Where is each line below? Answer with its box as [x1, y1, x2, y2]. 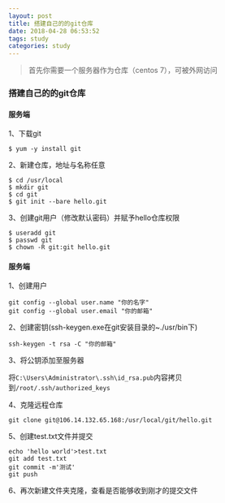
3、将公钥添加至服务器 [8, 355, 84, 365]
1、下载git [8, 129, 42, 139]
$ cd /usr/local [8, 176, 63, 185]
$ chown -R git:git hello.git [8, 243, 111, 251]
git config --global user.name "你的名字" [8, 299, 149, 307]
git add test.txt [8, 455, 67, 463]
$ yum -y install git [8, 145, 82, 153]
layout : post [8, 11, 53, 20]
